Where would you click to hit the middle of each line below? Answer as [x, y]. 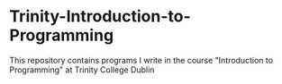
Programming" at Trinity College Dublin [82, 70]
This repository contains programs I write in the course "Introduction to [141, 60]
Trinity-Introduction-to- [100, 17]
